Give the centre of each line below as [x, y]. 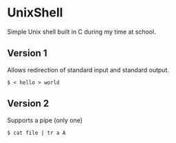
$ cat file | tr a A [37, 133]
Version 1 [27, 53]
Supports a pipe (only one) [45, 120]
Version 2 [28, 103]
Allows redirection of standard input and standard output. [88, 69]
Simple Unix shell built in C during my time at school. [81, 32]
